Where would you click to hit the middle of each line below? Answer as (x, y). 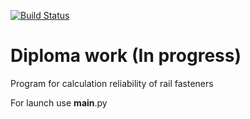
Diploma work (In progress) (126, 56)
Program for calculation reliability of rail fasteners (112, 83)
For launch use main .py (59, 102)
